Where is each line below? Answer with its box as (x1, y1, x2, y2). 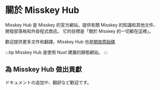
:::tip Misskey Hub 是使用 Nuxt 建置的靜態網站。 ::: (5, 49, 108, 55)
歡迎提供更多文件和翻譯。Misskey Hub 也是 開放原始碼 (5, 38, 115, 45)
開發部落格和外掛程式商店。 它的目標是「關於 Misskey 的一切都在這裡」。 (5, 28, 154, 34)
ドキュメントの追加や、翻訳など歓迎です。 (5, 79, 92, 85)
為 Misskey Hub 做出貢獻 (5, 65, 82, 74)
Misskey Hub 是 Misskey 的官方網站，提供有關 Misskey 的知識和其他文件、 (5, 22, 158, 28)
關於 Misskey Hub (5, 4, 79, 16)
